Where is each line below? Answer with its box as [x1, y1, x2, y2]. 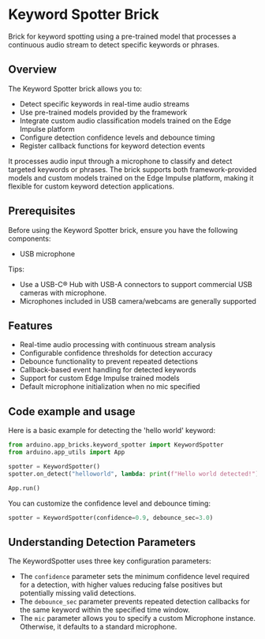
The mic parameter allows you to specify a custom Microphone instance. [19, 614, 256, 623]
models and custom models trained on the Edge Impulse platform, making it [8, 173, 254, 182]
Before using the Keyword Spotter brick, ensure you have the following [8, 225, 238, 234]
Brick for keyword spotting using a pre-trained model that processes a [8, 32, 237, 41]
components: [8, 234, 51, 243]
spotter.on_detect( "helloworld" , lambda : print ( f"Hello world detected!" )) [8, 469, 263, 478]
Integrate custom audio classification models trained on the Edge [19, 116, 231, 125]
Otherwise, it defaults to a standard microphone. [19, 622, 177, 632]
